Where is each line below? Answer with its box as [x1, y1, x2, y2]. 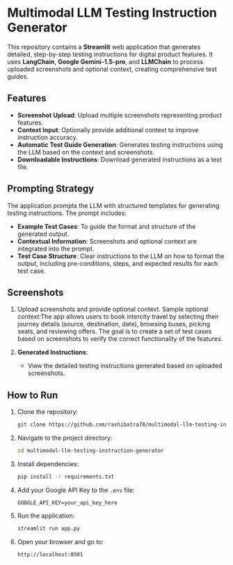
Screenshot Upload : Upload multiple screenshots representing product [17, 111, 223, 119]
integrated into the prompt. [17, 244, 95, 253]
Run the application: [17, 511, 75, 520]
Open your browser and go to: [17, 537, 104, 546]
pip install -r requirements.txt [17, 473, 115, 480]
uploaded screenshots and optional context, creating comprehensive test [7, 65, 217, 73]
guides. [7, 72, 29, 81]
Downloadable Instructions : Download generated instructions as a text [17, 155, 223, 164]
